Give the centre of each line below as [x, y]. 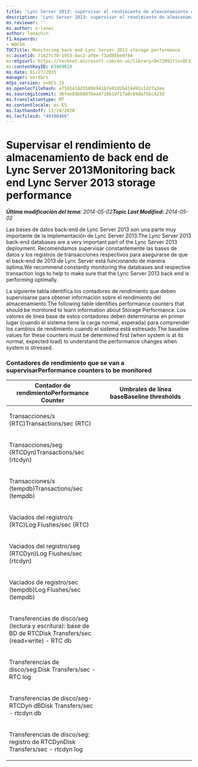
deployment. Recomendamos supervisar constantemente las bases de [92, 248]
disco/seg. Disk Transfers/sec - [52, 669]
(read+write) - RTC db [40, 641]
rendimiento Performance [53, 393]
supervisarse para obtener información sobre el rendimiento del [83, 298]
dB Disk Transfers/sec [63, 706]
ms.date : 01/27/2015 [32, 72]
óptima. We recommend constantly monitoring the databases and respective [98, 267]
